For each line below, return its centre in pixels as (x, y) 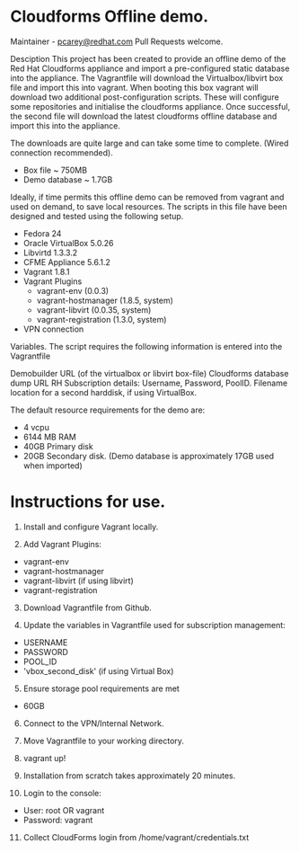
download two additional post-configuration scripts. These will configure (145, 97)
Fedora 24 (42, 233)
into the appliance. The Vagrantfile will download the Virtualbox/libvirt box (147, 77)
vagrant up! (44, 758)
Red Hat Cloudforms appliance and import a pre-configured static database (150, 68)
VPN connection (53, 329)
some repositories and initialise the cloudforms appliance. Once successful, (150, 106)
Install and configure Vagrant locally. (91, 527)
